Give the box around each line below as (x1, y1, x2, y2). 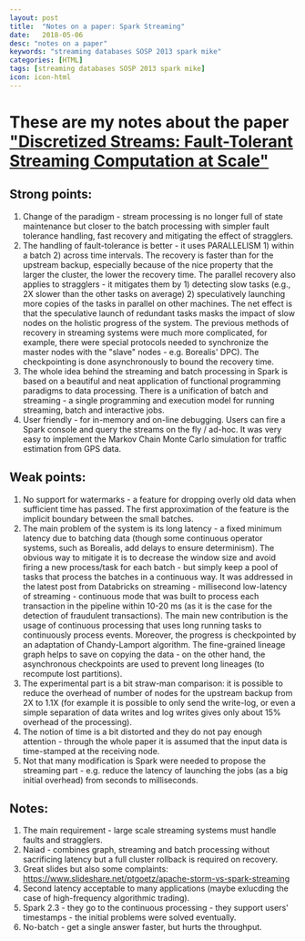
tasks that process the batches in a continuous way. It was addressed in (22, 571, 293, 582)
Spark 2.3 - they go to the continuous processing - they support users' (22, 903, 289, 914)
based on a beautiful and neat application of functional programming (22, 375, 281, 386)
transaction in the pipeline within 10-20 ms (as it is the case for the (22, 600, 273, 611)
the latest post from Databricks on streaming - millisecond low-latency (22, 580, 288, 592)
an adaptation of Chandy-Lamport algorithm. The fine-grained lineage (22, 639, 286, 649)
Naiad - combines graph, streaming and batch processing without (22, 844, 270, 855)
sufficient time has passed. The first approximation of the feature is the (22, 503, 290, 515)
